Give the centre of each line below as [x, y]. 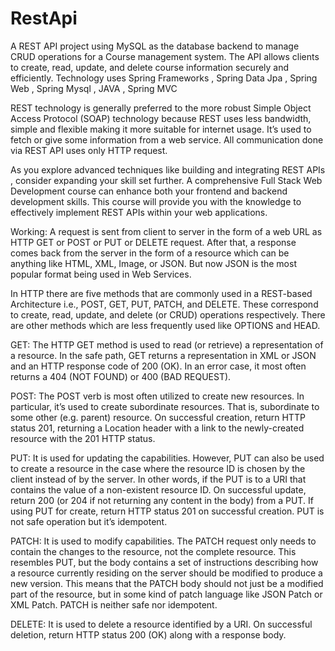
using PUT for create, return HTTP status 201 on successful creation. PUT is [167, 511]
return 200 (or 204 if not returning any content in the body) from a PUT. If [162, 500]
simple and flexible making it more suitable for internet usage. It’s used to [161, 129]
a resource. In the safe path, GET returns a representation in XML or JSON [163, 355]
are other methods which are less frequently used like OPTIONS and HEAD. [165, 325]
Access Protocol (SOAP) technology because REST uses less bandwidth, [161, 118]
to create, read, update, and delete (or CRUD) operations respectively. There [168, 314]
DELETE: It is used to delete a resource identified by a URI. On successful [161, 624]
